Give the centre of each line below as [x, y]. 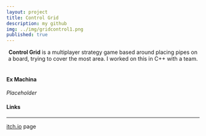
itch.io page [21, 126]
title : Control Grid [33, 18]
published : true [27, 35]
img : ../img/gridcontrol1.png [45, 29]
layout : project [27, 12]
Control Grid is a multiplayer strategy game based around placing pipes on [103, 52]
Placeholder [21, 93]
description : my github [37, 23]
